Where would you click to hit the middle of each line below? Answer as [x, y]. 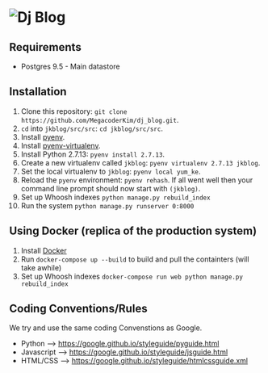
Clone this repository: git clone [74, 111]
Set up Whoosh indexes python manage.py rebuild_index [115, 197]
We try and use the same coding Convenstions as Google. [106, 328]
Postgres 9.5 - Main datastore [70, 66]
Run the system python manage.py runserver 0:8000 [107, 205]
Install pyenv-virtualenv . [61, 145]
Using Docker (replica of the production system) [133, 231]
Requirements [45, 47]
